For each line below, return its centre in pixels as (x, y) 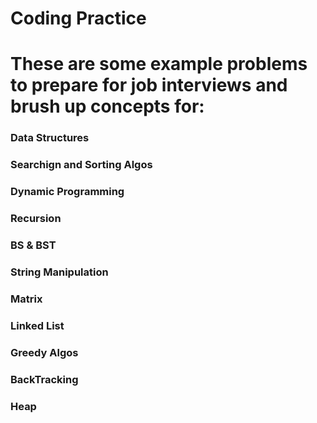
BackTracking (44, 379)
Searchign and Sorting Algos (81, 165)
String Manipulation (59, 272)
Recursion (36, 219)
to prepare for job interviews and (149, 85)
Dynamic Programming (67, 192)
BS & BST (33, 245)
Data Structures (50, 138)
